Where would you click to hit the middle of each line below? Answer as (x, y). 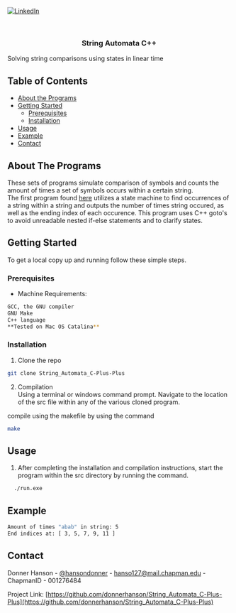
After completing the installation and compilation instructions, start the (120, 468)
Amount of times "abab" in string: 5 (63, 527)
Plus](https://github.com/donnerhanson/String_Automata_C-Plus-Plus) (111, 602)
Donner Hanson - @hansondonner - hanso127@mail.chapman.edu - (107, 573)
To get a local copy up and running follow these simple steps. (97, 260)
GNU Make (20, 313)
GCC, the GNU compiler (41, 307)
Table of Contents (48, 81)
